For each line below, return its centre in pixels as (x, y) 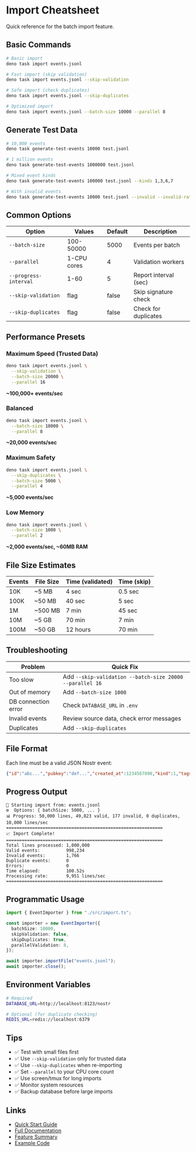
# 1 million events (30, 160)
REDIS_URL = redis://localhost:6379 (48, 1020)
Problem (33, 667)
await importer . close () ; (36, 966)
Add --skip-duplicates (94, 728)
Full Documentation (38, 1130)
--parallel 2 (27, 536)
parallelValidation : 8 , (40, 945)
